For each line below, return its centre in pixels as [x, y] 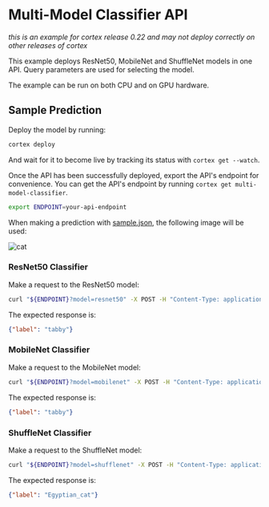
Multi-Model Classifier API [98, 15]
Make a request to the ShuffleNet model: [75, 450]
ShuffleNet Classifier [50, 432]
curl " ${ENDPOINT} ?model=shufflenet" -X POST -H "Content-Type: [118, 464]
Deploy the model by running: [57, 129]
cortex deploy [32, 144]
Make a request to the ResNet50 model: [74, 284]
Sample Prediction [55, 110]
